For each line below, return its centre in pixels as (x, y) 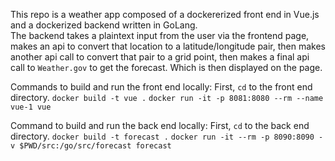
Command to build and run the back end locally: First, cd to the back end (160, 125)
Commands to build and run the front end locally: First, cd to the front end (161, 87)
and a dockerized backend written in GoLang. (104, 25)
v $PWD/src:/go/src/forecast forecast (91, 146)
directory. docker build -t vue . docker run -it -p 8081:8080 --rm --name (167, 97)
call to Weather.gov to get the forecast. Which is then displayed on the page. (166, 67)
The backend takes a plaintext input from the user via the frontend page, (160, 35)
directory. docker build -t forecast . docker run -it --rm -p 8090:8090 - (167, 136)
